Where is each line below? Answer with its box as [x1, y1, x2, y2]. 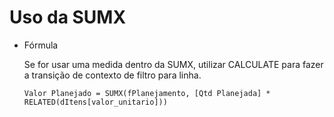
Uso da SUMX [9, 6, 127, 29]
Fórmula [23, 39, 59, 51]
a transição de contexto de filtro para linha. [23, 69, 202, 81]
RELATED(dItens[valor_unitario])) [23, 97, 168, 107]
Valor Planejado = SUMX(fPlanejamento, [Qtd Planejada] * [23, 88, 271, 98]
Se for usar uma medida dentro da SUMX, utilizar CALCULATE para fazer [23, 58, 324, 70]
